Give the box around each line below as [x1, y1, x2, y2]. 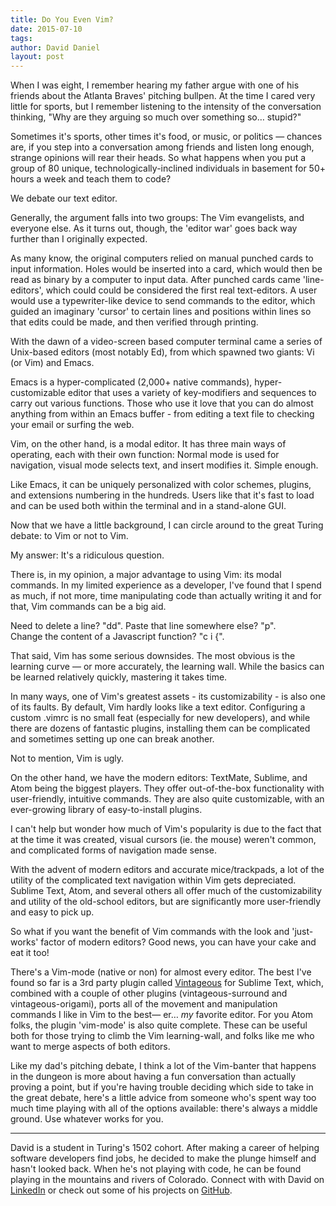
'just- [291, 926, 314, 938]
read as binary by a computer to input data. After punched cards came [10, 274, 301, 286]
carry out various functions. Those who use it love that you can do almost [10, 397, 314, 410]
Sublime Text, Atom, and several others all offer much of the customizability [10, 885, 323, 897]
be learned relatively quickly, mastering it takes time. [10, 671, 228, 683]
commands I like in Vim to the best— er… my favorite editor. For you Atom [10, 1009, 313, 1021]
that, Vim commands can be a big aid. [10, 601, 167, 613]
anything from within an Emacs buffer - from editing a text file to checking [10, 408, 315, 420]
